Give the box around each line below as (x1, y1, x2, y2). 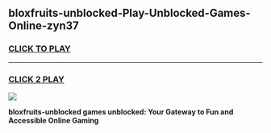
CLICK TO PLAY (8, 44, 71, 55)
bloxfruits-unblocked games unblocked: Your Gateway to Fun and (8, 106, 234, 116)
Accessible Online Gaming (8, 115, 99, 125)
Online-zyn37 (8, 19, 79, 33)
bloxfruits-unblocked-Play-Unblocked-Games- (8, 6, 252, 20)
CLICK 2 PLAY (8, 73, 65, 85)
